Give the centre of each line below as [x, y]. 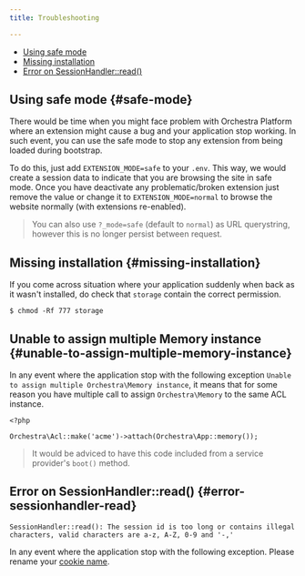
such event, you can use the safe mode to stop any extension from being [147, 141]
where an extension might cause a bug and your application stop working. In [153, 131]
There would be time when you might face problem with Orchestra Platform [151, 121]
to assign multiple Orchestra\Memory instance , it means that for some [143, 385]
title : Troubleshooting [55, 18]
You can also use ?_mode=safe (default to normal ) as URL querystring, [161, 225]
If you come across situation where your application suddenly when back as [152, 285]
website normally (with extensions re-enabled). [98, 207]
